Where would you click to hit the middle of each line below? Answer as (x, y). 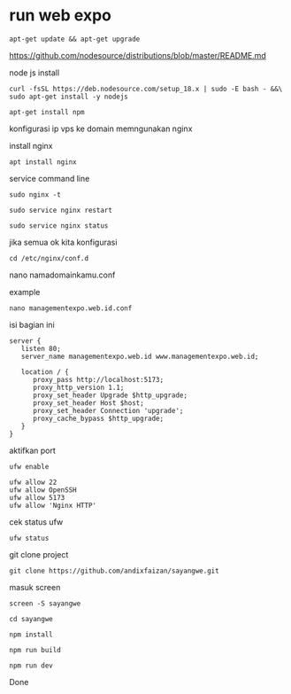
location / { (45, 372)
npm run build (35, 650)
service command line (50, 178)
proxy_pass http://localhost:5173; (98, 379)
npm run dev (31, 666)
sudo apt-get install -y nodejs (69, 97)
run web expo (61, 16)
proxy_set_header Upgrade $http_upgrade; (110, 395)
